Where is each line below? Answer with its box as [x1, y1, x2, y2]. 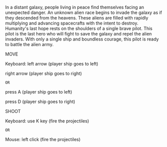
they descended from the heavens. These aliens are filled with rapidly [5, 15, 149, 20]
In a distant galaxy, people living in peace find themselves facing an [5, 4, 145, 10]
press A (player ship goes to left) [5, 89, 72, 94]
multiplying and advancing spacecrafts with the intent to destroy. [5, 20, 139, 26]
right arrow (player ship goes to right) [5, 70, 82, 76]
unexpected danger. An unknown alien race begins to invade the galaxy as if [5, 9, 162, 15]
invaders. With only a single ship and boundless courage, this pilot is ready [5, 36, 159, 42]
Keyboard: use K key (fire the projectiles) [5, 118, 89, 124]
